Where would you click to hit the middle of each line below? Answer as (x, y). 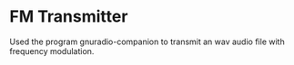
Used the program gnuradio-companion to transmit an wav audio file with (147, 42)
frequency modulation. (52, 51)
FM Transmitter (69, 17)
